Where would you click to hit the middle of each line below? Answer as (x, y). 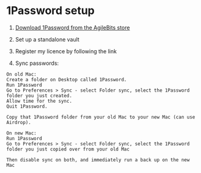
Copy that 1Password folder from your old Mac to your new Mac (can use (101, 117)
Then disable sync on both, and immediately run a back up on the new (98, 160)
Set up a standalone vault (47, 39)
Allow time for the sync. (39, 101)
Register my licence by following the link (66, 51)
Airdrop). (19, 122)
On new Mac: (21, 133)
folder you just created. (39, 95)
